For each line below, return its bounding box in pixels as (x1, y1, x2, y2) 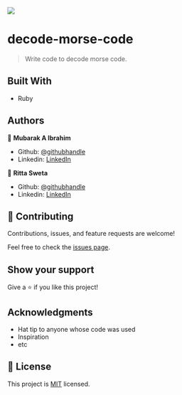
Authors (7, 114, 45, 127)
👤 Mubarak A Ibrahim (7, 134, 71, 142)
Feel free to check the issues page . (7, 243, 110, 251)
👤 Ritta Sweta (7, 168, 48, 177)
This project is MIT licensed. (7, 379, 90, 388)
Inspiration (17, 332, 49, 341)
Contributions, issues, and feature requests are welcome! (7, 229, 176, 238)
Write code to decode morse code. (24, 54, 127, 63)
